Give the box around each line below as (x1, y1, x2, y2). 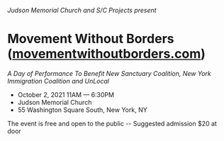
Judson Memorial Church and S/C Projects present (7, 6, 157, 14)
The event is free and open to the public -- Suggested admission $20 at (7, 119, 218, 128)
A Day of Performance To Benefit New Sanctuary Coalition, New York (7, 69, 211, 77)
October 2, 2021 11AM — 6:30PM (17, 90, 115, 98)
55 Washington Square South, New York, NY (17, 106, 147, 114)
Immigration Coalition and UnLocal (7, 77, 110, 85)
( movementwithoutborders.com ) (7, 46, 206, 62)
